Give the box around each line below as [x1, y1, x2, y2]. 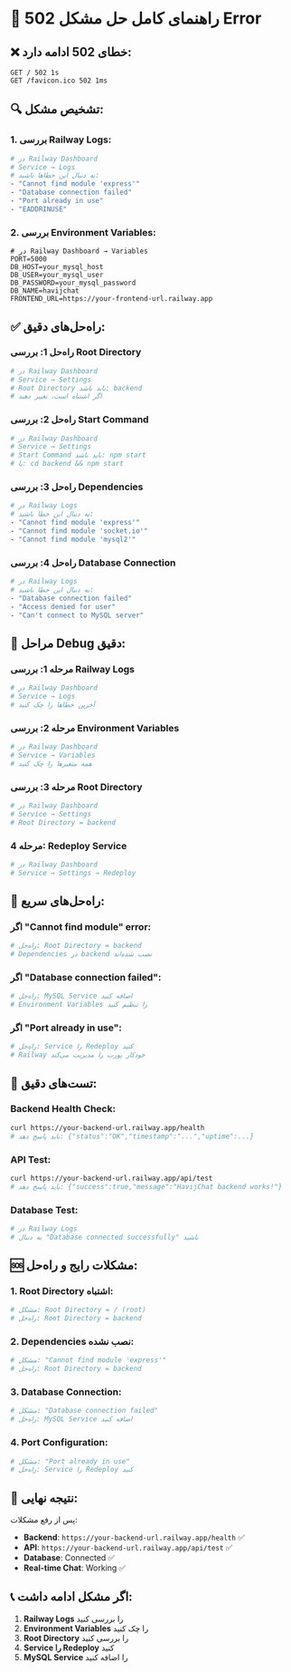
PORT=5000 [10, 255, 48, 264]
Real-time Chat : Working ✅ [23, 1562, 127, 1573]
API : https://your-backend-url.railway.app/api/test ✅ [23, 1542, 233, 1553]
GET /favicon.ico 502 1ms [10, 76, 108, 85]
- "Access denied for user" [10, 602, 117, 611]
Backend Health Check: [10, 1103, 117, 1116]
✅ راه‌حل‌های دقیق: [10, 319, 106, 334]
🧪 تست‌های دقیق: [10, 1076, 98, 1091]
